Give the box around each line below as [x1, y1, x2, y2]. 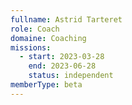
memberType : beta [10, 80, 83, 90]
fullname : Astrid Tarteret [10, 14, 123, 25]
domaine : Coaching [10, 33, 87, 43]
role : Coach [10, 24, 60, 34]
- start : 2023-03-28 [19, 52, 105, 62]
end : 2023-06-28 [28, 61, 97, 71]
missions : [10, 42, 52, 53]
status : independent [28, 71, 114, 81]
